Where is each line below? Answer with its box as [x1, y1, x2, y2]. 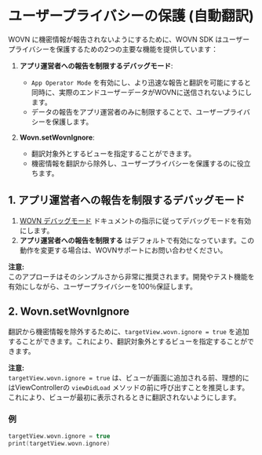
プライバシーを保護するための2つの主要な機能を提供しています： [8, 44, 218, 53]
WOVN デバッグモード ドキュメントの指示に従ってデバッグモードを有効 [19, 216, 252, 225]
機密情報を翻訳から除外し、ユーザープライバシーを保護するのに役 [31, 158, 245, 168]
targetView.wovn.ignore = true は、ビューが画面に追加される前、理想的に [8, 373, 249, 382]
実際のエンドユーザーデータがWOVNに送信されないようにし [58, 87, 253, 96]
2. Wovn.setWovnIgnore [8, 305, 129, 318]
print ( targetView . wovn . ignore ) [8, 439, 111, 447]
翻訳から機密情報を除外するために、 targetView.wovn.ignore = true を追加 [8, 326, 249, 336]
